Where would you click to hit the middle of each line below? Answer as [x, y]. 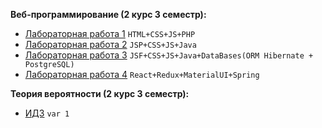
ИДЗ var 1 [47, 113]
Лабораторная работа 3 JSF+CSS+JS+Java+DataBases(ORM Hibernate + [169, 55]
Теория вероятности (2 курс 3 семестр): [100, 93]
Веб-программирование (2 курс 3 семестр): [108, 14]
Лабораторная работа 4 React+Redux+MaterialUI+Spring [142, 74]
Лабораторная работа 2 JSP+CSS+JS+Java [110, 44]
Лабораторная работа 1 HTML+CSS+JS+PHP [110, 33]
